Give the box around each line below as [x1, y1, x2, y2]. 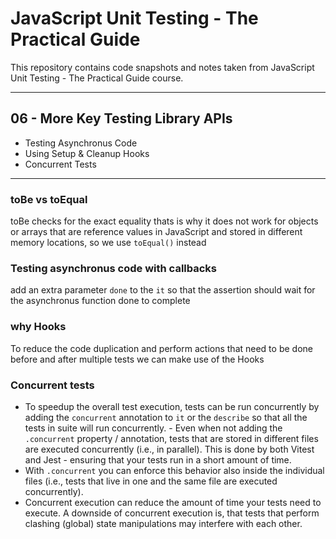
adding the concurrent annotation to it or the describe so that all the [24, 411, 308, 423]
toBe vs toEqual [10, 192, 88, 206]
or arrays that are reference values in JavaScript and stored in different [10, 226, 303, 238]
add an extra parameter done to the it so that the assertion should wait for [10, 284, 316, 296]
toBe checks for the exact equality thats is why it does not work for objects [10, 215, 319, 227]
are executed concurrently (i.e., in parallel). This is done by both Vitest [24, 443, 315, 455]
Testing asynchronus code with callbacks [10, 261, 217, 275]
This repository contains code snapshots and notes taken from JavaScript [10, 61, 315, 73]
